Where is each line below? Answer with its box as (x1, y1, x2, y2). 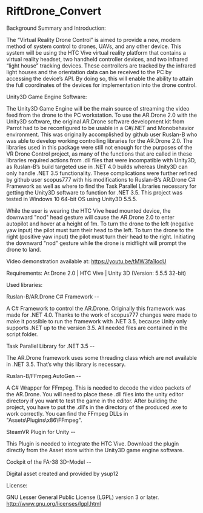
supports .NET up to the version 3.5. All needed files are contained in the (6, 324, 188, 331)
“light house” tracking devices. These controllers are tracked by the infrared (6, 62, 196, 69)
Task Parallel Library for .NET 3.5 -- (6, 342, 95, 349)
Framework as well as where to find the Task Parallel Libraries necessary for (6, 182, 197, 190)
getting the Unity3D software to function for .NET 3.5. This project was (6, 188, 183, 196)
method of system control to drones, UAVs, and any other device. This (6, 43, 182, 50)
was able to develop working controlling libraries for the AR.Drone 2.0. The (6, 137, 193, 144)
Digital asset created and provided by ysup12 (6, 470, 119, 477)
